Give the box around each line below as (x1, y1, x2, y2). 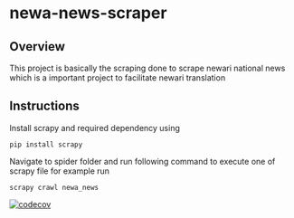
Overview (9, 39, 66, 54)
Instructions (9, 99, 80, 114)
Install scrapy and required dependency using (9, 122, 181, 133)
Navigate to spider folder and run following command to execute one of (9, 156, 276, 166)
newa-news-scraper (9, 3, 167, 24)
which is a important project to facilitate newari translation (9, 72, 226, 83)
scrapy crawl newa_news (9, 183, 100, 192)
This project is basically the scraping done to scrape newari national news (9, 62, 286, 73)
